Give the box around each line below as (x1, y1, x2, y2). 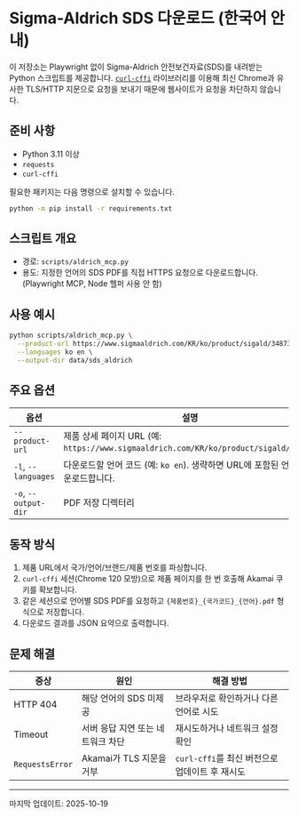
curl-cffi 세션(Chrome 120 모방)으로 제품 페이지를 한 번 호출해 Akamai (21, 573, 274, 584)
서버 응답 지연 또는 (81, 722, 155, 734)
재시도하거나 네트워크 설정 (175, 722, 278, 734)
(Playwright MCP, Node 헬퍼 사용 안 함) (21, 278, 162, 289)
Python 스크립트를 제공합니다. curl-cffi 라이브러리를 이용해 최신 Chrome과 (9, 72, 275, 83)
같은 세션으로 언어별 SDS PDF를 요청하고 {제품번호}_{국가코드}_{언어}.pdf (21, 596, 275, 606)
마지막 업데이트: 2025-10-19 (9, 798, 109, 809)
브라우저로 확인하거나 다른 (175, 693, 278, 705)
